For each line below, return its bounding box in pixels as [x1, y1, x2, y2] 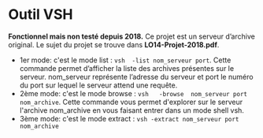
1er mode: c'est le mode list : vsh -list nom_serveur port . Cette [19, 55, 232, 65]
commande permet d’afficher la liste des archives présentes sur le [19, 63, 235, 73]
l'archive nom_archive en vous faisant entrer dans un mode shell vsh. [19, 105, 244, 115]
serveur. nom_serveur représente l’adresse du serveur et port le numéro [19, 72, 254, 81]
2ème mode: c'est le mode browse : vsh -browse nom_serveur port [19, 88, 248, 98]
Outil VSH [8, 6, 73, 24]
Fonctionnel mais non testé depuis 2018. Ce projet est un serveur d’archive [8, 32, 256, 41]
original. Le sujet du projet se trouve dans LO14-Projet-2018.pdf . [8, 39, 220, 49]
